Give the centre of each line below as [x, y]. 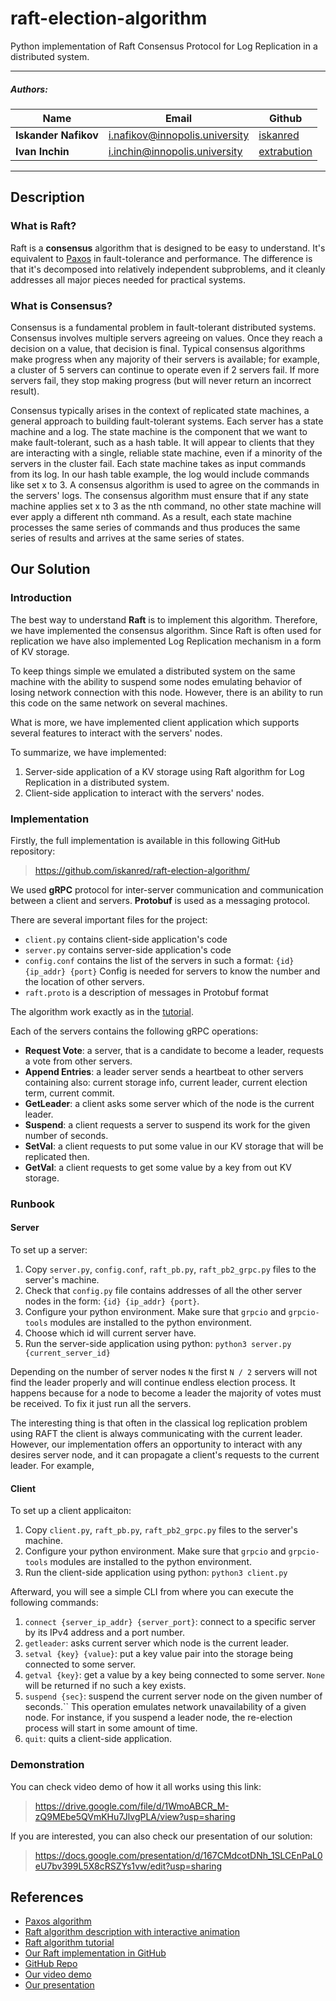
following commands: [54, 1603]
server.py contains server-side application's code [128, 949]
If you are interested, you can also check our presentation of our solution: [161, 1836]
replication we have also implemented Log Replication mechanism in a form [166, 641]
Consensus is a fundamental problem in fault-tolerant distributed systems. [163, 327]
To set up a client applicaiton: [71, 1511]
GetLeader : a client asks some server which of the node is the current [169, 1103]
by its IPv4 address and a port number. [104, 1633]
